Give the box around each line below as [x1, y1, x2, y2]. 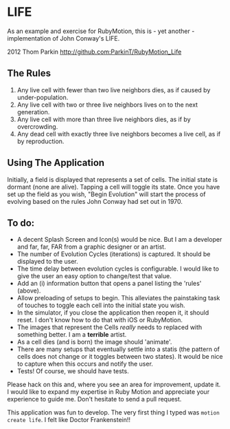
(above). [16, 286, 41, 295]
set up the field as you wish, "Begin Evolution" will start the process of [7, 190, 206, 198]
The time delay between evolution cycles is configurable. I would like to [16, 264, 220, 273]
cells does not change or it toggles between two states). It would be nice [16, 353, 223, 361]
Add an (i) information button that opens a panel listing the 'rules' [16, 280, 202, 288]
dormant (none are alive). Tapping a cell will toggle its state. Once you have [7, 182, 220, 191]
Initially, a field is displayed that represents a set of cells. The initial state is [7, 175, 218, 183]
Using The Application [7, 157, 105, 169]
